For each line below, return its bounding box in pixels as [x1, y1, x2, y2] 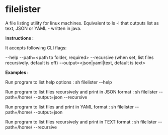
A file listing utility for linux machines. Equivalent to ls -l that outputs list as [5, 20, 159, 26]
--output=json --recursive [33, 94, 88, 100]
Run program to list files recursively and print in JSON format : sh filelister [5, 88, 158, 94]
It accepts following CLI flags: [5, 44, 67, 50]
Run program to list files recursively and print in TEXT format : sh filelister [5, 118, 157, 124]
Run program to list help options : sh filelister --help [5, 79, 112, 85]
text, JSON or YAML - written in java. [5, 25, 81, 31]
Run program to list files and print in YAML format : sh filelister [5, 103, 134, 109]
